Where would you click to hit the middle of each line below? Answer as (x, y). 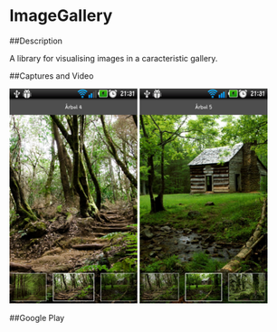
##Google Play (37, 318)
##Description (36, 41)
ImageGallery (61, 16)
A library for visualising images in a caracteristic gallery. (114, 58)
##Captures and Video (52, 76)
